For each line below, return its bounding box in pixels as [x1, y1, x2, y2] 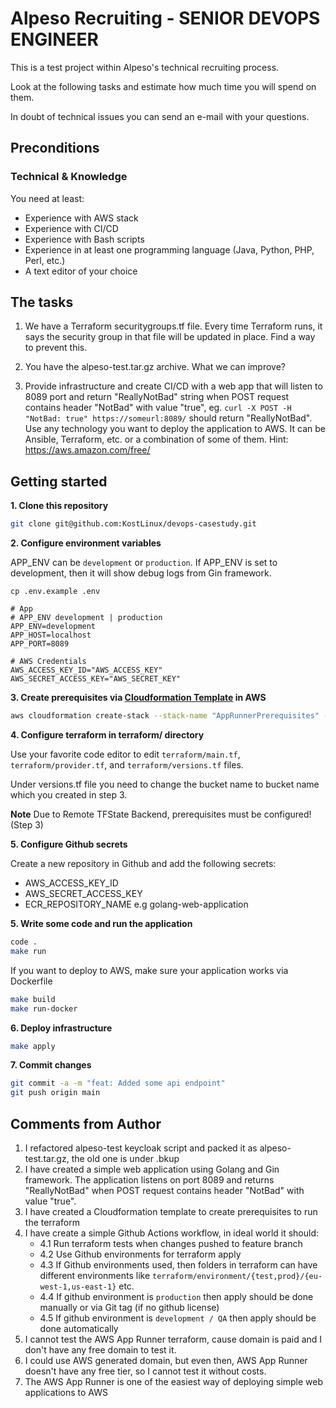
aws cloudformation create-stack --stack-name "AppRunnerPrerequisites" [10, 711, 320, 721]
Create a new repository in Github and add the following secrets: [10, 858, 277, 869]
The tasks [10, 294, 74, 311]
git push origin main [10, 1088, 101, 1098]
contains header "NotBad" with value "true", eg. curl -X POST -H [24, 402, 292, 414]
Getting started [10, 473, 108, 490]
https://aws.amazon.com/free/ [24, 444, 151, 456]
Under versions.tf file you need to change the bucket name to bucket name [10, 778, 320, 790]
